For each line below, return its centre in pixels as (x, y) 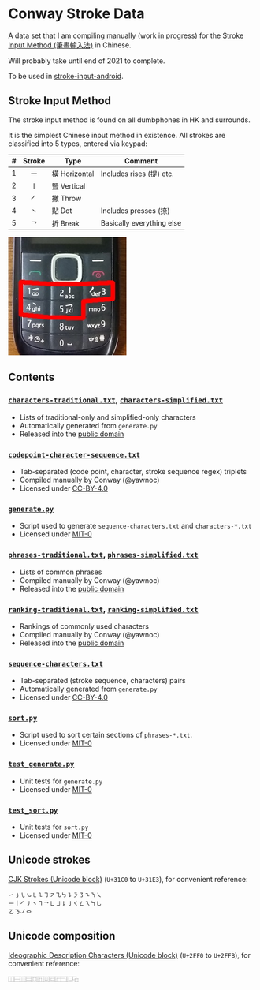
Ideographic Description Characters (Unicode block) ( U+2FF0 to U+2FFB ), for (129, 955)
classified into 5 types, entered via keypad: (78, 144)
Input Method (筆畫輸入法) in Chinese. (70, 45)
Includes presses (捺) (136, 211)
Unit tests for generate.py (61, 781)
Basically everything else (141, 223)
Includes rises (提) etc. (137, 174)
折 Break (66, 223)
